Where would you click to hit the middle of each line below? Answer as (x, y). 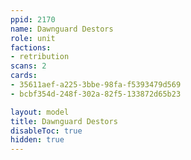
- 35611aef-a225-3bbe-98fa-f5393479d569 (96, 85)
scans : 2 (28, 66)
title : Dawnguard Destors (64, 121)
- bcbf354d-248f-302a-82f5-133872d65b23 (96, 94)
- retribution (40, 57)
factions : (31, 47)
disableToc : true (46, 131)
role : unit (33, 38)
